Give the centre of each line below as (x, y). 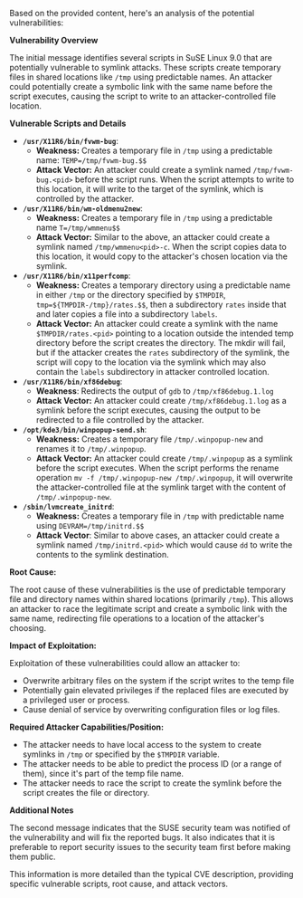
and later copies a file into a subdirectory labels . (127, 314)
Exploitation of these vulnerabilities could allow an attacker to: (125, 663)
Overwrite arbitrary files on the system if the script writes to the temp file (158, 681)
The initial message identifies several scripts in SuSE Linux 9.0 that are (141, 57)
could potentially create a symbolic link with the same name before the (141, 86)
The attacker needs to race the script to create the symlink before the (152, 783)
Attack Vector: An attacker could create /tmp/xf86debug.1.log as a (161, 401)
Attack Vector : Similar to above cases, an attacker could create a (158, 535)
